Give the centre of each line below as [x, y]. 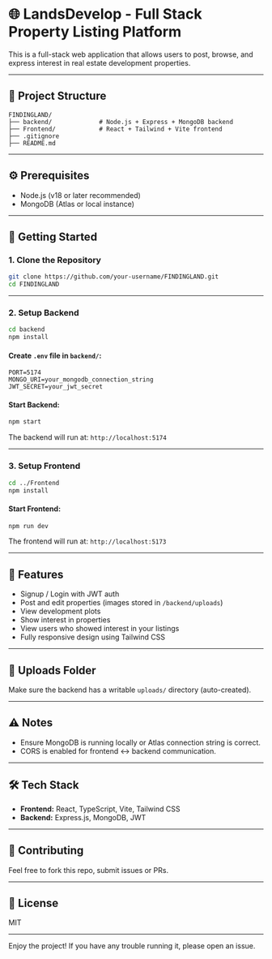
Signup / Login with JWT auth [70, 594]
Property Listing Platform [95, 32]
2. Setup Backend [44, 312]
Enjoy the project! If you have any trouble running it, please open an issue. [132, 946]
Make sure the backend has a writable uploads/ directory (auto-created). [130, 690]
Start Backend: [34, 404]
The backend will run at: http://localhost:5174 [88, 437]
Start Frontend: [35, 509]
